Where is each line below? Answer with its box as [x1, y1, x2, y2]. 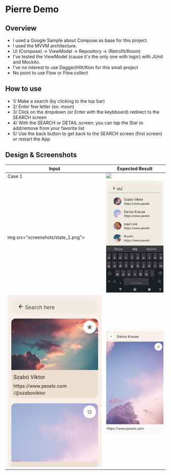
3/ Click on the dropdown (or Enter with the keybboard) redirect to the [12, 108, 160, 115]
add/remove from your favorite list [12, 125, 85, 131]
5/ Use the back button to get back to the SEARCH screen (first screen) [12, 130, 163, 136]
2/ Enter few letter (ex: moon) [12, 103, 75, 109]
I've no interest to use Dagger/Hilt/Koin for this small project [12, 65, 138, 70]
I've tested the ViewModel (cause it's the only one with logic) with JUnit [12, 53, 163, 60]
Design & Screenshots [5, 151, 77, 159]
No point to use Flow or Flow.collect [12, 70, 88, 76]
